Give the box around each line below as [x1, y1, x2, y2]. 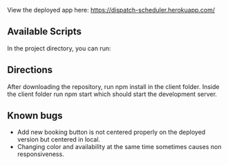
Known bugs [7, 110, 64, 122]
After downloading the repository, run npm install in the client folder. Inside [7, 82, 220, 90]
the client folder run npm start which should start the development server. [7, 90, 218, 98]
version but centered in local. [17, 135, 101, 144]
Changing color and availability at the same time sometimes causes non [17, 143, 222, 151]
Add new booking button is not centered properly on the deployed [17, 128, 206, 137]
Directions [7, 64, 53, 76]
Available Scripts [7, 26, 82, 37]
